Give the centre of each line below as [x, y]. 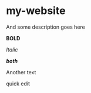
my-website [36, 11]
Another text [21, 72]
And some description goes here [45, 27]
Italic [12, 49]
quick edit [18, 84]
